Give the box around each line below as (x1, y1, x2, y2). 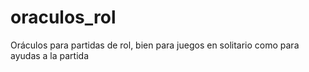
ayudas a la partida (10, 49, 90, 61)
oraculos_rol (10, 6, 117, 29)
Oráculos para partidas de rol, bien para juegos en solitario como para (10, 39, 300, 51)
